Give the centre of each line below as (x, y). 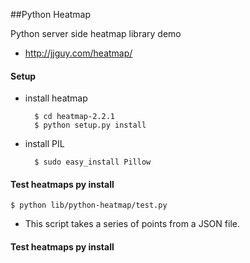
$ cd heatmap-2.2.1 (74, 117)
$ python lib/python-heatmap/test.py (89, 205)
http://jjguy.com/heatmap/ (78, 53)
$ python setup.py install (90, 125)
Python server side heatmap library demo (96, 33)
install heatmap (56, 98)
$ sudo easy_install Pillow (93, 162)
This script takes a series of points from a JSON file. (132, 224)
